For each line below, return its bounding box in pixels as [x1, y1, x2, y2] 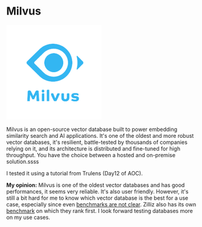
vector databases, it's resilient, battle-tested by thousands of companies [6, 138, 188, 146]
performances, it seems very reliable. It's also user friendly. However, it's [6, 188, 189, 195]
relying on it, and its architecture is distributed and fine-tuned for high [6, 144, 181, 152]
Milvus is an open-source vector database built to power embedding [6, 126, 178, 133]
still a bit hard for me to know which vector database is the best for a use [6, 194, 189, 202]
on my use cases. [6, 214, 50, 221]
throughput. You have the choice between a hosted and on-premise [6, 151, 176, 158]
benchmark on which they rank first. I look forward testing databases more [6, 207, 193, 214]
